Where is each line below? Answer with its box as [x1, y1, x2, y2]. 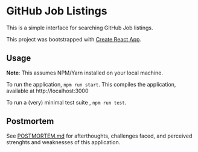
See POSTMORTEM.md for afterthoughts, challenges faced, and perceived [6, 132, 193, 139]
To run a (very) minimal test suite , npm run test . [6, 99, 127, 106]
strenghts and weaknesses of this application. [6, 138, 121, 145]
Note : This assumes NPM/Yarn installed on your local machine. [6, 69, 163, 76]
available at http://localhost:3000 [6, 87, 89, 94]
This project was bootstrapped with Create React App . [6, 35, 142, 43]
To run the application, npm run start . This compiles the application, [6, 81, 176, 88]
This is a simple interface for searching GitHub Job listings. [6, 24, 153, 31]
